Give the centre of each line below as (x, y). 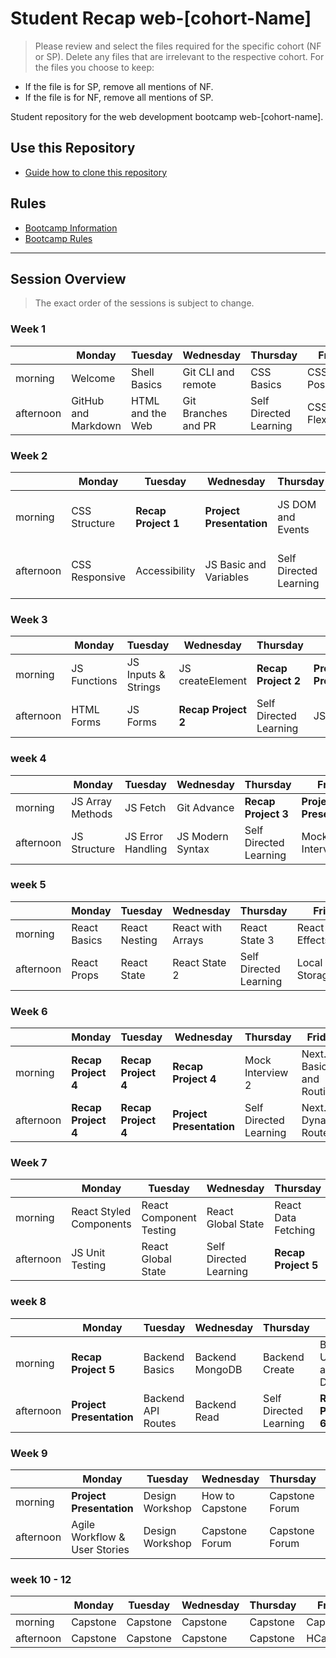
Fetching (295, 1230)
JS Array (91, 801)
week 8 (28, 1302)
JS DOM (297, 504)
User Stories (100, 1550)
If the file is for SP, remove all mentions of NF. (119, 86)
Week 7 (29, 1163)
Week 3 (29, 619)
